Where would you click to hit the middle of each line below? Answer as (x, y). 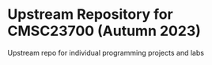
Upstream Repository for (90, 14)
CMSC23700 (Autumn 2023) (104, 31)
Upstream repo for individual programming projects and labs (106, 52)
